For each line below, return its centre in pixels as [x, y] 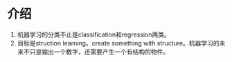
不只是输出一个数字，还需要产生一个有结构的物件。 [96, 52]
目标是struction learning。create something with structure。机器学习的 [118, 43]
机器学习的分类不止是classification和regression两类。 [94, 34]
